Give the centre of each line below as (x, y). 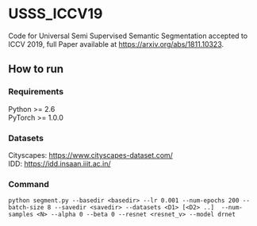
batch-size (26, 208)
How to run (36, 69)
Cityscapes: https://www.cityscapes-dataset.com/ (90, 155)
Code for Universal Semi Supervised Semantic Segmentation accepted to (128, 36)
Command (29, 184)
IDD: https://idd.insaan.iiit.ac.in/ (59, 163)
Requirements (36, 92)
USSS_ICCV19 (56, 14)
